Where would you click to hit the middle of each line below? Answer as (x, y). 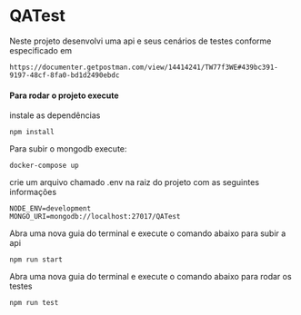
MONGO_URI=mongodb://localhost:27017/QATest (95, 217)
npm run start (36, 260)
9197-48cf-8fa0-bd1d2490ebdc (65, 75)
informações (33, 192)
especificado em (41, 50)
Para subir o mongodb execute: (68, 149)
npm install (32, 133)
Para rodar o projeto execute (65, 95)
